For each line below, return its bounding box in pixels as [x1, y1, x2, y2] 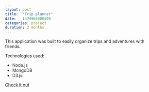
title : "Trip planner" [5, 12, 53, 16]
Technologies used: [5, 53, 45, 59]
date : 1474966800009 [5, 16, 51, 21]
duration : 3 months [5, 25, 45, 30]
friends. [5, 44, 21, 49]
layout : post [5, 7, 32, 12]
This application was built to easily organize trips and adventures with [5, 38, 145, 44]
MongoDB [12, 67, 33, 73]
